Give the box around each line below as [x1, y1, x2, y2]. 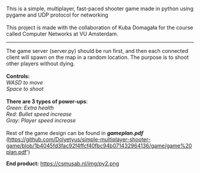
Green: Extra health [6, 104, 54, 111]
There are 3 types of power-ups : [6, 98, 88, 105]
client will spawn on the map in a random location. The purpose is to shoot [6, 54, 189, 61]
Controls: [6, 73, 30, 80]
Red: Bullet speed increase [6, 111, 72, 118]
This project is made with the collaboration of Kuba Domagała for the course [6, 24, 193, 31]
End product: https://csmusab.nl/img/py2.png [6, 160, 120, 167]
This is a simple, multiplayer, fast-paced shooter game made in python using [6, 5, 193, 12]
